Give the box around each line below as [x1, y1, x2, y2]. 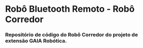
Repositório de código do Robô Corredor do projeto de [5, 31, 138, 38]
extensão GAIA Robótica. [5, 38, 67, 45]
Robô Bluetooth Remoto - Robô [5, 3, 135, 15]
